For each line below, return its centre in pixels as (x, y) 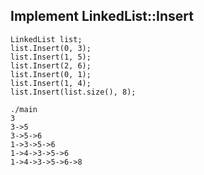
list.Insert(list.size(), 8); (73, 92)
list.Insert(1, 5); (51, 57)
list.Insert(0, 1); (51, 74)
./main (24, 109)
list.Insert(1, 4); (51, 83)
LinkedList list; (46, 39)
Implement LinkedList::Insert (102, 16)
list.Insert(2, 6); (51, 65)
